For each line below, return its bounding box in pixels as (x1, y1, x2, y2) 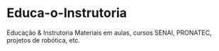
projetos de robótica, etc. (6, 35, 81, 44)
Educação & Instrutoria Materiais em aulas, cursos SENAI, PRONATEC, (6, 28, 212, 37)
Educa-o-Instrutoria (6, 5, 128, 21)
